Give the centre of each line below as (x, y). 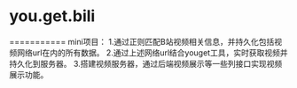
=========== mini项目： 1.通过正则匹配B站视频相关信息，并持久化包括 (142, 41)
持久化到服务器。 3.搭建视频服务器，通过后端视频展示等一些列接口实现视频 (146, 63)
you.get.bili (52, 16)
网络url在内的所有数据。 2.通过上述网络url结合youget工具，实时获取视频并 (152, 52)
